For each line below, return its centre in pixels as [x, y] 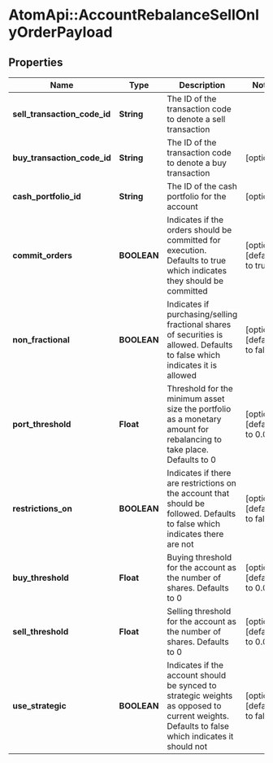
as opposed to [194, 706]
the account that [198, 493]
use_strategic [39, 706]
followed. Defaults [201, 514]
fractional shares [199, 325]
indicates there [195, 534]
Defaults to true [196, 260]
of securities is [195, 335]
